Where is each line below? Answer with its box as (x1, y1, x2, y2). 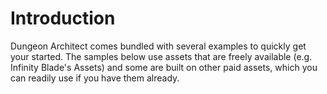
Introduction (10, 7, 116, 30)
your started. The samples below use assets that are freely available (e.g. (10, 50, 313, 62)
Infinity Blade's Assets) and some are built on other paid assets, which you (10, 61, 318, 73)
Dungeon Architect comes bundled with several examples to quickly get (10, 40, 307, 52)
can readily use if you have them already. (10, 72, 180, 84)
